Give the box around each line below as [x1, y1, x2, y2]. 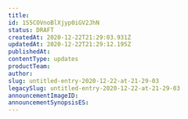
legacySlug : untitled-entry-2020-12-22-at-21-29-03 [8, 84, 180, 92]
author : [8, 70, 34, 78]
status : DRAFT [8, 26, 55, 34]
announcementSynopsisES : [8, 99, 89, 106]
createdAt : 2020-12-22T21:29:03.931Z [8, 33, 132, 41]
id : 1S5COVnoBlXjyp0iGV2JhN [8, 19, 100, 27]
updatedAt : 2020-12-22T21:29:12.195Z [8, 41, 132, 49]
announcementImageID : [8, 92, 79, 99]
